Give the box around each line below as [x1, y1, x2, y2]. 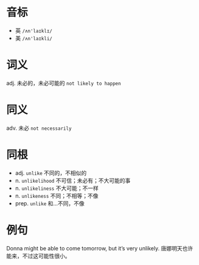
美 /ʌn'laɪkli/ [15, 34, 53, 41]
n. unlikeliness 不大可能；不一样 [15, 184, 99, 192]
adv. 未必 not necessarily [6, 124, 72, 132]
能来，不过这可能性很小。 [6, 252, 71, 260]
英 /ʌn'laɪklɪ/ [15, 27, 53, 34]
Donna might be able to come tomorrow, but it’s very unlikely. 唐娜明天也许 [6, 244, 194, 252]
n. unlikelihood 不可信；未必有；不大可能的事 [15, 177, 131, 184]
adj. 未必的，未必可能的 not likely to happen [6, 79, 121, 87]
